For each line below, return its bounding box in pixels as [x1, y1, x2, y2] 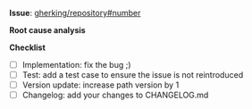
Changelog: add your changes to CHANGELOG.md [21, 89, 209, 101]
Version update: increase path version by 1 [21, 80, 180, 90]
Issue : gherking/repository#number [9, 8, 141, 18]
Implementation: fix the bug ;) [21, 60, 131, 70]
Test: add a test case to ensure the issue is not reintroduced [21, 70, 244, 80]
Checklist [9, 42, 46, 53]
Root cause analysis [9, 25, 87, 35]
